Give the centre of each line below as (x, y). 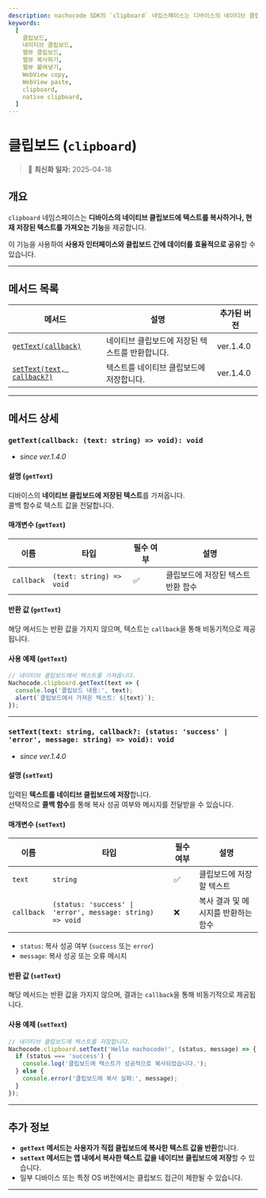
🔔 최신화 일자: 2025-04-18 (70, 169)
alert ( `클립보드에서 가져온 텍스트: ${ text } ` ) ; (85, 698)
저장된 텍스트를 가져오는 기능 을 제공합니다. (81, 227)
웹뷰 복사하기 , (42, 60)
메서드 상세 (34, 419)
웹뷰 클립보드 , (42, 52)
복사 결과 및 (219, 901)
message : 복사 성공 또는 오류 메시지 (73, 956)
